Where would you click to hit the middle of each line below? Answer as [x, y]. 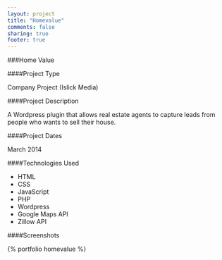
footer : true [26, 40]
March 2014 [25, 149]
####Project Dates [35, 136]
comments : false [31, 27]
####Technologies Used [43, 163]
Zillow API [32, 222]
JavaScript [33, 192]
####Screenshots [33, 235]
